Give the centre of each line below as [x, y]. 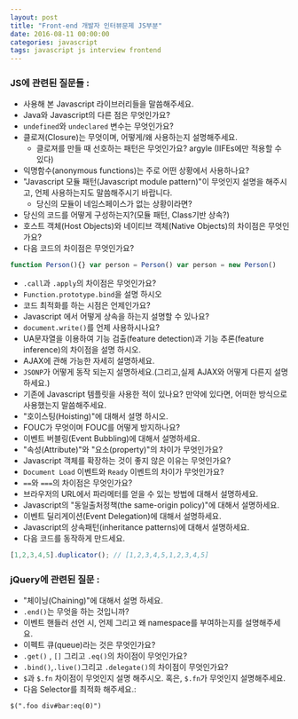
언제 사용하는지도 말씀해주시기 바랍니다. [104, 193]
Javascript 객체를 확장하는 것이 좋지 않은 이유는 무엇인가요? [127, 461]
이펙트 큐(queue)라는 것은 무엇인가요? [89, 645]
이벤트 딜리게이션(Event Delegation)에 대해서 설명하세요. [122, 517]
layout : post [34, 17]
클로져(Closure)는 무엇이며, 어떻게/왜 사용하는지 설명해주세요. [130, 138]
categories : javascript [54, 42]
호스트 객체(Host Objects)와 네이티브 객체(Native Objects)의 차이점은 [145, 226]
